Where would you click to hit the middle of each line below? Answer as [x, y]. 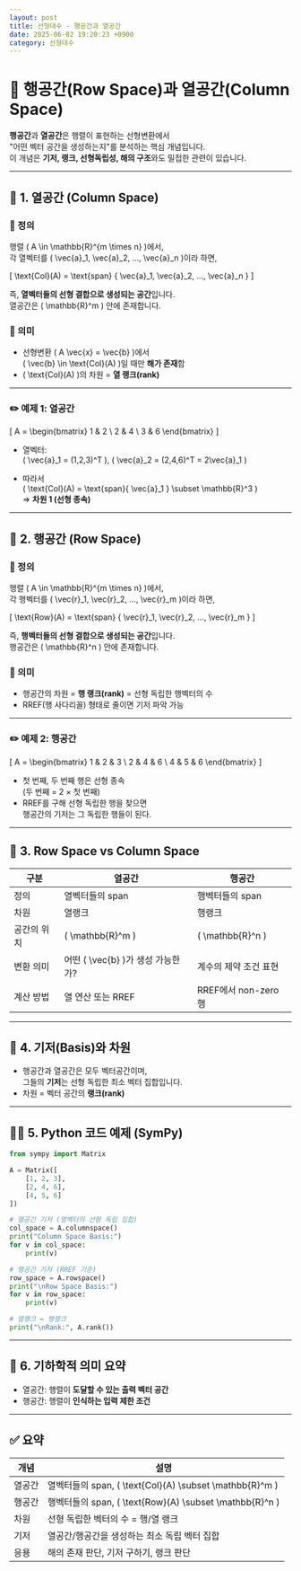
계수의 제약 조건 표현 [238, 966]
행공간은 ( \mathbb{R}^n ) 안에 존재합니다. [84, 647]
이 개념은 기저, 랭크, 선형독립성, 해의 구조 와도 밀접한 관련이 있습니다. [128, 158]
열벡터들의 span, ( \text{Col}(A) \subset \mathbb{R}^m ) [163, 1485]
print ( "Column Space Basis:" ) [66, 1237]
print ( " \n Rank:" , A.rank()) [62, 1328]
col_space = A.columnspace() [64, 1228]
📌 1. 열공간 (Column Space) [84, 197]
